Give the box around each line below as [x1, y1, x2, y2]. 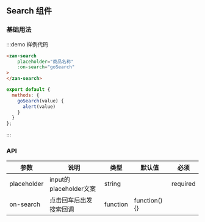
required [171, 179, 196, 188]
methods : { [12, 92, 40, 98]
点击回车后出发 [49, 196, 93, 204]
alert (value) [22, 103, 56, 110]
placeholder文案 [49, 185, 96, 193]
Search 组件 [6, 5, 52, 16]
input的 [49, 176, 71, 184]
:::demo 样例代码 [6, 40, 49, 48]
